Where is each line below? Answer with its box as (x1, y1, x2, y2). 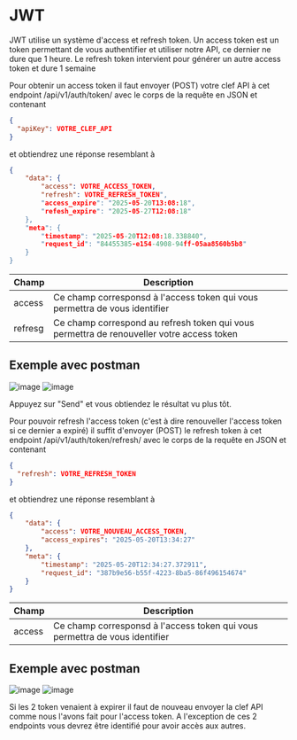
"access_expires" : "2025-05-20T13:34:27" (41, 535, 196, 545)
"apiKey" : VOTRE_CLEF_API (17, 124, 113, 133)
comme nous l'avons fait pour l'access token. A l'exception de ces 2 (9, 711, 258, 722)
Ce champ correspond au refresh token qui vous (52, 316, 255, 329)
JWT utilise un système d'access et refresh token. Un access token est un (9, 35, 279, 45)
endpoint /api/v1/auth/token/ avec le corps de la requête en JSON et (9, 90, 258, 100)
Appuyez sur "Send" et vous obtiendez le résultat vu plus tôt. (9, 398, 232, 409)
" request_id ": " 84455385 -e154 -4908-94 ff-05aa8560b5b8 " (41, 240, 247, 249)
